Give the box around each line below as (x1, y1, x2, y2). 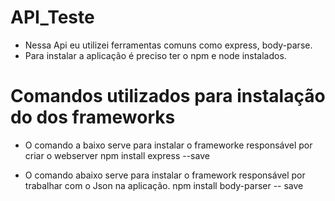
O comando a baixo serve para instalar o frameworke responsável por (24, 139, 313, 151)
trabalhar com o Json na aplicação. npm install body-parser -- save (24, 179, 304, 191)
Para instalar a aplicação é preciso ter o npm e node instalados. (24, 49, 287, 61)
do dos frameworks (10, 106, 176, 129)
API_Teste (10, 6, 95, 29)
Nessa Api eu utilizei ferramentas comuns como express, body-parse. (24, 39, 313, 51)
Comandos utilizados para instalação (10, 85, 326, 108)
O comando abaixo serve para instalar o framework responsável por (24, 169, 306, 181)
